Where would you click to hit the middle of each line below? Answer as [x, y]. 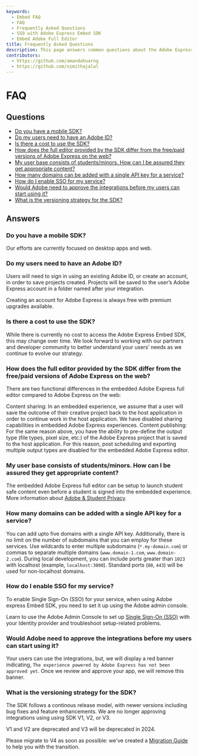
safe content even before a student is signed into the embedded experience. [99, 492]
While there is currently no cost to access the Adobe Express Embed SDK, [96, 334]
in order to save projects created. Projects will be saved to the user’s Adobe [98, 283]
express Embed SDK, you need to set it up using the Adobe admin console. [97, 605]
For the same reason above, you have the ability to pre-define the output [94, 431]
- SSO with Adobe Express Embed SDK [56, 34]
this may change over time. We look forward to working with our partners [95, 341]
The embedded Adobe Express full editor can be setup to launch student [95, 486]
